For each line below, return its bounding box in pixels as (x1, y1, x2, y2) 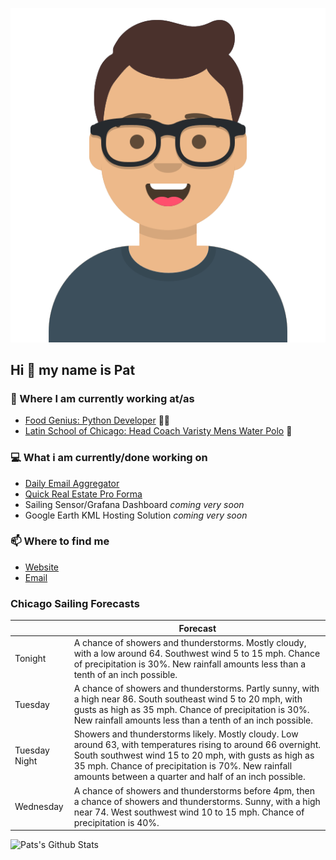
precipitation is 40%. (73, 816, 160, 828)
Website (24, 561, 60, 573)
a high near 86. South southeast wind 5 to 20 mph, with (73, 693, 303, 705)
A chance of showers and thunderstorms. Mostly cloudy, (73, 636, 307, 648)
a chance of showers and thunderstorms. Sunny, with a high (73, 795, 321, 807)
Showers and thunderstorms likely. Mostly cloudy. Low (73, 728, 299, 740)
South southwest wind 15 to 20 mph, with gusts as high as (73, 749, 315, 762)
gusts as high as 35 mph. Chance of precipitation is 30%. (73, 704, 310, 716)
